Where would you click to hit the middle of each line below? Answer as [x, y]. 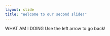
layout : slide [20, 10]
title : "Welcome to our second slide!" [46, 14]
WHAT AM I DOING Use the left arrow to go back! [55, 28]
